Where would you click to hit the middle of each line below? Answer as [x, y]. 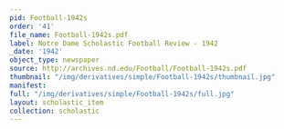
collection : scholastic [55, 111]
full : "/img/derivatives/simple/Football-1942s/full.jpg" [122, 94]
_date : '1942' [37, 52]
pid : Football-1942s [49, 18]
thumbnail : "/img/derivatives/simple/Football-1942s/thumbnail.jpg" [142, 77]
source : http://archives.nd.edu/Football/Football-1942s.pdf [128, 69]
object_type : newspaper [55, 60]
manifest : [28, 85]
